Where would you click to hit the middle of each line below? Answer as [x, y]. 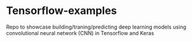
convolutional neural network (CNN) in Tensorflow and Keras [80, 33]
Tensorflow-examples [61, 11]
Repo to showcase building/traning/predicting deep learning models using [96, 27]
